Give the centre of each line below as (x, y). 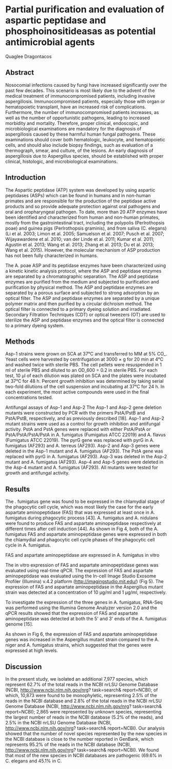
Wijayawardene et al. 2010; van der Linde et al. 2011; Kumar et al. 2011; (80, 239)
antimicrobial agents (50, 42)
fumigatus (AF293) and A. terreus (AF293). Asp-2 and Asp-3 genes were (83, 446)
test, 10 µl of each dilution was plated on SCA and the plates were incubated (86, 376)
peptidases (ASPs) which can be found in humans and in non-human (78, 195)
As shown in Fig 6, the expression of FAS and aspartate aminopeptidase (81, 634)
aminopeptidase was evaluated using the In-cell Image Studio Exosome (81, 576)
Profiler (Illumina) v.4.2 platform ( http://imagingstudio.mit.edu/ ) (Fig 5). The (85, 582)
